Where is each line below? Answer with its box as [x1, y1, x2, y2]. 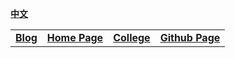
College [113, 31, 151, 44]
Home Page [46, 31, 104, 44]
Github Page [159, 31, 221, 44]
